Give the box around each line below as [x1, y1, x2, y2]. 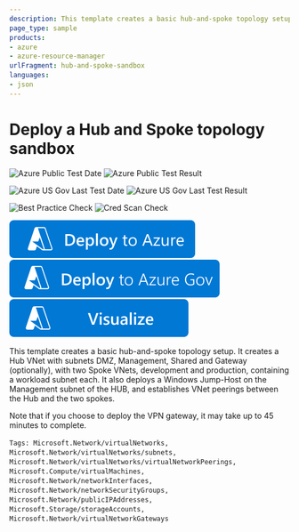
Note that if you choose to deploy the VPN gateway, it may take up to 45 [9, 410, 274, 421]
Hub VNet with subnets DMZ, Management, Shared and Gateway [9, 355, 247, 366]
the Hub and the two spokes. [9, 392, 116, 404]
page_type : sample [9, 23, 77, 33]
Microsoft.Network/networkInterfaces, [9, 476, 153, 485]
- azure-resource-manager [9, 52, 105, 61]
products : [9, 33, 46, 42]
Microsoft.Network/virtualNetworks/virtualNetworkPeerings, [9, 457, 238, 466]
